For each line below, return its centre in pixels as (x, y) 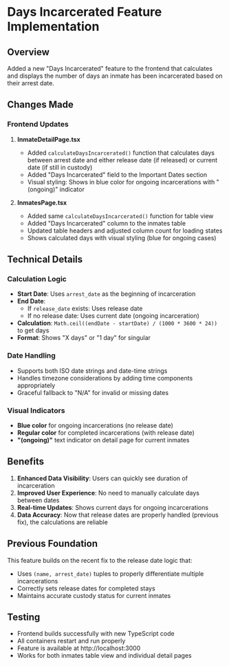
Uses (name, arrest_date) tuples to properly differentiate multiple (110, 573)
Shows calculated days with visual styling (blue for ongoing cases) (122, 237)
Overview (29, 52)
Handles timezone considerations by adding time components (105, 378)
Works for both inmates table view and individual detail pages (105, 656)
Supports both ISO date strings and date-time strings (92, 370)
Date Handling (32, 356)
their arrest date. (31, 83)
